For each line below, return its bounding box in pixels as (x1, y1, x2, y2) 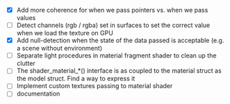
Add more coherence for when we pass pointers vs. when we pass (16, 6, 208, 14)
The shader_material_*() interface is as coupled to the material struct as (16, 67, 222, 75)
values (16, 14, 36, 22)
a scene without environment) (16, 44, 102, 53)
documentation (16, 89, 60, 98)
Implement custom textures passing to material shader (16, 82, 173, 90)
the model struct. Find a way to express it (16, 74, 135, 83)
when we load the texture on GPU (16, 29, 114, 37)
